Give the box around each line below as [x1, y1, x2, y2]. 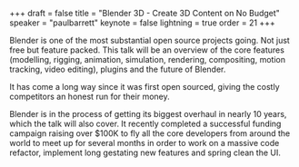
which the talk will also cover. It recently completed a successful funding [9, 118, 282, 129]
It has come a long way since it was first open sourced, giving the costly [9, 82, 280, 92]
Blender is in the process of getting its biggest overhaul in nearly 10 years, [9, 109, 287, 119]
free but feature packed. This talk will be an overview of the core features [9, 44, 284, 55]
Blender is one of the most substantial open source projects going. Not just [9, 35, 291, 45]
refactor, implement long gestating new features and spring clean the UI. [9, 147, 282, 158]
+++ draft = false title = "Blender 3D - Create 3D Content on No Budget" [9, 8, 280, 18]
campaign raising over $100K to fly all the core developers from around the [9, 128, 291, 139]
